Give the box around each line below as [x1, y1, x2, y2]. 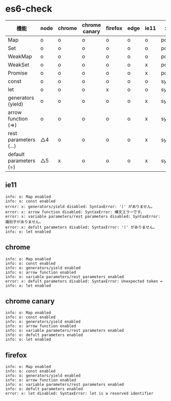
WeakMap [8, 53, 32, 60]
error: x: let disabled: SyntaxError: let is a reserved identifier [5, 391, 154, 396]
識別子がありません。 [5, 219, 43, 224]
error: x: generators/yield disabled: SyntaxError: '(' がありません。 [5, 204, 155, 209]
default [8, 150, 25, 158]
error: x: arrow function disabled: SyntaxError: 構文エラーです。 [5, 209, 145, 214]
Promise [8, 69, 28, 76]
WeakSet [8, 61, 30, 68]
